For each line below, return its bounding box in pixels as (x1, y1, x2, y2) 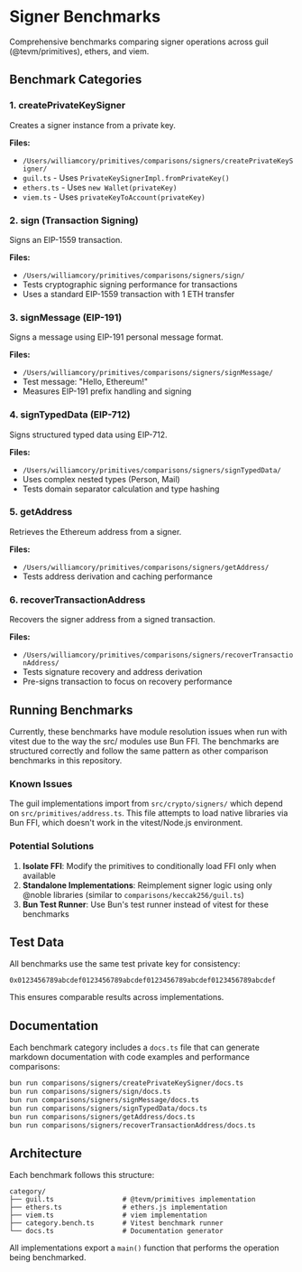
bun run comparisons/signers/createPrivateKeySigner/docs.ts (9, 1079, 244, 1088)
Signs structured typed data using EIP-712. (9, 429, 169, 440)
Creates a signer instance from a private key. (9, 119, 176, 130)
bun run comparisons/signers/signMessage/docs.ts (9, 1095, 200, 1104)
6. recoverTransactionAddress (9, 594, 146, 606)
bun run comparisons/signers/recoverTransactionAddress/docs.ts (9, 1120, 256, 1130)
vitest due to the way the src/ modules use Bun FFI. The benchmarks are (9, 735, 279, 746)
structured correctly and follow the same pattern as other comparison (9, 745, 269, 756)
